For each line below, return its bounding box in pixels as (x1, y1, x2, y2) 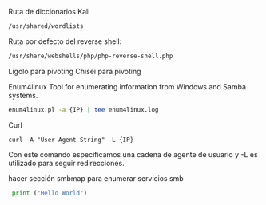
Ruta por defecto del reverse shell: (8, 36, 122, 46)
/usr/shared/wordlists (8, 22, 84, 30)
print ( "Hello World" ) (11, 189, 88, 197)
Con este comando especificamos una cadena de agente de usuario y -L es (8, 149, 258, 159)
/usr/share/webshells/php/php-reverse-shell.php (8, 52, 173, 60)
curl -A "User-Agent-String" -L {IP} (8, 136, 134, 144)
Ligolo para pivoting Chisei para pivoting (8, 66, 141, 76)
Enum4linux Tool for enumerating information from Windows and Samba (8, 81, 246, 91)
